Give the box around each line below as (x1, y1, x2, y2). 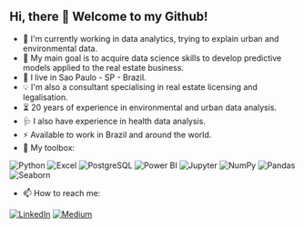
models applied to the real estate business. (22, 62, 185, 73)
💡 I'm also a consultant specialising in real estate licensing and (22, 81, 258, 92)
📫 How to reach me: (22, 187, 101, 198)
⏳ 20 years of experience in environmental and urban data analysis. (22, 102, 278, 113)
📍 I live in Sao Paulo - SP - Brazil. (22, 72, 147, 83)
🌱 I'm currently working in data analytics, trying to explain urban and (22, 33, 279, 44)
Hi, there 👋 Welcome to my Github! (9, 9, 208, 25)
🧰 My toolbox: (22, 142, 76, 153)
